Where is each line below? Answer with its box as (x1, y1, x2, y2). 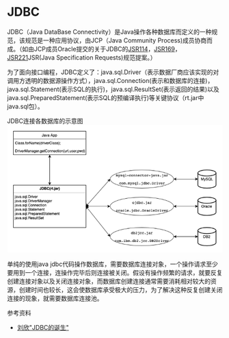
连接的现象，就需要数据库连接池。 (7, 294, 103, 302)
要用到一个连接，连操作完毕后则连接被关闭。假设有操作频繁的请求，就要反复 (7, 269, 223, 277)
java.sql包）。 (7, 102, 44, 110)
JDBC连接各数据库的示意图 (7, 117, 83, 125)
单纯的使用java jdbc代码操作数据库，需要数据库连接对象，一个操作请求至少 (7, 260, 219, 268)
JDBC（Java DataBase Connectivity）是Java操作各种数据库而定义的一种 (7, 27, 212, 36)
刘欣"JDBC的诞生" (16, 324, 70, 332)
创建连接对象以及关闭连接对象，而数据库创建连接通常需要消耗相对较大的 (7, 277, 211, 285)
